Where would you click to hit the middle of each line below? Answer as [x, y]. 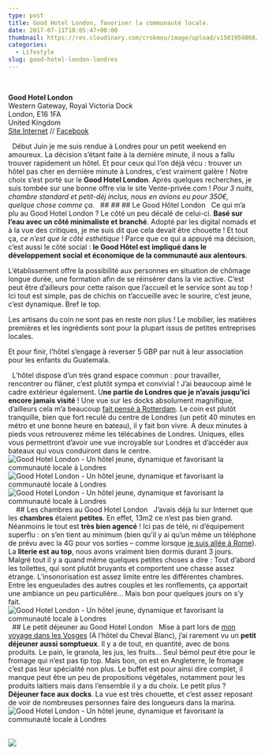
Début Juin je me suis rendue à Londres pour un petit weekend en [119, 146]
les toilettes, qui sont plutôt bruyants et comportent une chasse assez [121, 568]
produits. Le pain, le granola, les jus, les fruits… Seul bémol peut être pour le [132, 652]
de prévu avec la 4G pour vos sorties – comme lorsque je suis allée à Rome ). [132, 543]
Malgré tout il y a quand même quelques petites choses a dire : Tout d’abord [132, 560]
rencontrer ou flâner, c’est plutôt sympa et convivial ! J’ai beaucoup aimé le [130, 383]
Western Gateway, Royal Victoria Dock [71, 105]
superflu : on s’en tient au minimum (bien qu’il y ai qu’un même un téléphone [132, 535]
